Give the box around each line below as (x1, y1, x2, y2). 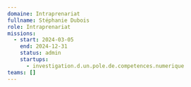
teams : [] (7, 69, 37, 76)
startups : (20, 56, 49, 63)
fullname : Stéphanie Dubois (7, 17, 90, 24)
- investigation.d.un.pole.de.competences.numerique (25, 62, 185, 69)
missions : (7, 29, 37, 37)
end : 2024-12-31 (20, 43, 68, 50)
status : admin (20, 50, 61, 57)
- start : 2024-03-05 (13, 36, 74, 43)
